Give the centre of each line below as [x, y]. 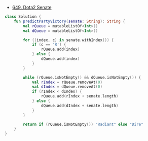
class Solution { [23, 17]
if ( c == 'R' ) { [49, 45]
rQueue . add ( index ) [60, 49]
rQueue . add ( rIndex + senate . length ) [80, 96]
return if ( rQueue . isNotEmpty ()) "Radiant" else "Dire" [83, 124]
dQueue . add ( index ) [60, 59]
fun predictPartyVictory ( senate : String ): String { [69, 21]
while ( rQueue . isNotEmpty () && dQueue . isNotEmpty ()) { [82, 77]
